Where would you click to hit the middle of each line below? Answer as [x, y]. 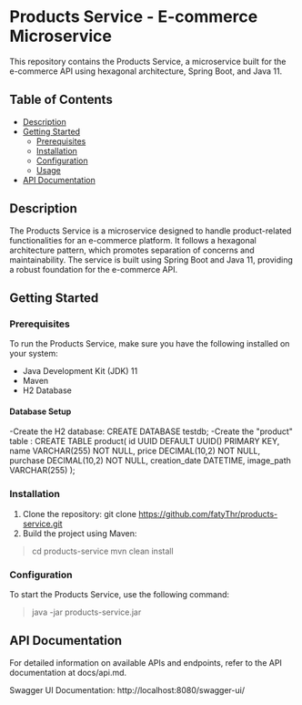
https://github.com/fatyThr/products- [208, 513]
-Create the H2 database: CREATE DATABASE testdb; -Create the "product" [151, 431]
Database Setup [40, 411]
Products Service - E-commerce [134, 17]
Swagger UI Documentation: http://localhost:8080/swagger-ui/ [127, 689]
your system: [34, 354]
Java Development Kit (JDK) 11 [80, 371]
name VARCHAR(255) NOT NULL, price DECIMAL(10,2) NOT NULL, [135, 451]
